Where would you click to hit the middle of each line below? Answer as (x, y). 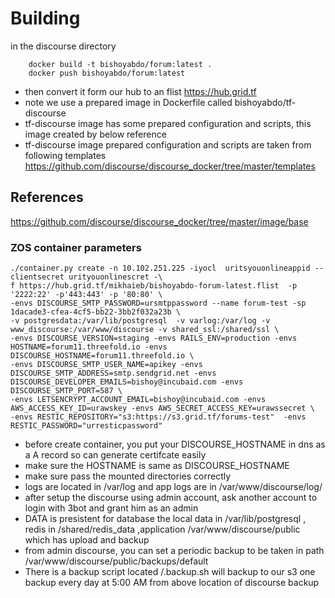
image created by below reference (95, 134)
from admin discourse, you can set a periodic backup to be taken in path (174, 551)
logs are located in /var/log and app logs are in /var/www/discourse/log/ (173, 487)
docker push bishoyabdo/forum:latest (107, 73)
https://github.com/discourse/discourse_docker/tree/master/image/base (159, 221)
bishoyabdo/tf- (265, 102)
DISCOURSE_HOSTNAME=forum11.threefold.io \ (102, 356)
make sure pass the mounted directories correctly (128, 476)
